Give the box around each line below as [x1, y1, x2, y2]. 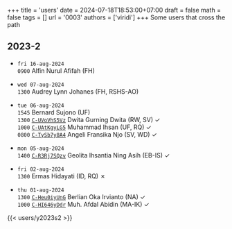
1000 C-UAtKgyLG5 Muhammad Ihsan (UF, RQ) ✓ [17, 123, 152, 131]
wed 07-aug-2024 [17, 81, 64, 88]
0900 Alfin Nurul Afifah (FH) [17, 66, 96, 75]
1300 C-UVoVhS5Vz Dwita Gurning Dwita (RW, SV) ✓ [17, 115, 161, 124]
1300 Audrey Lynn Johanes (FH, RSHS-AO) [17, 87, 139, 96]
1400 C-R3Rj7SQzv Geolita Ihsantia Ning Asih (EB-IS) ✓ [17, 151, 170, 159]
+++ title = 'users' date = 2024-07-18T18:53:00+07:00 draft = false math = [7, 6, 222, 14]
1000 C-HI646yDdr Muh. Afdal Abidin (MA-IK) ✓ [17, 200, 150, 208]
